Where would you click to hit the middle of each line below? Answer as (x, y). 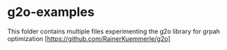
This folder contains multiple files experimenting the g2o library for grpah (114, 31)
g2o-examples (51, 12)
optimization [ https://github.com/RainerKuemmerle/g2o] (89, 38)
